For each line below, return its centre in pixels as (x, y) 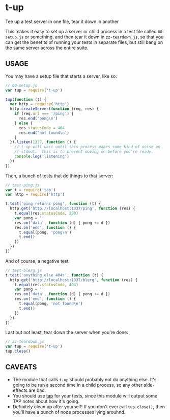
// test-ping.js (22, 185)
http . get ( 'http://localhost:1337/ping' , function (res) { (73, 208)
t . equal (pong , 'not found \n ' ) (51, 304)
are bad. (37, 390)
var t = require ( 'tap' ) (31, 190)
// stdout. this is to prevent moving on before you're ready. (84, 152)
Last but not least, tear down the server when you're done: (67, 332)
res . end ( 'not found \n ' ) (44, 133)
